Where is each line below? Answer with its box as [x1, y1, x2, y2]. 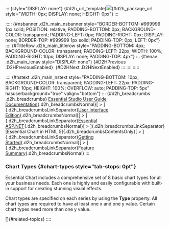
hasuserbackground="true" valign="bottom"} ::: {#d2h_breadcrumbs [5, 90, 151, 97]
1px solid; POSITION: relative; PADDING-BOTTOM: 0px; [5, 26, 121, 32]
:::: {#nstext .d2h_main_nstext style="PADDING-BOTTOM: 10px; [5, 74, 139, 80]
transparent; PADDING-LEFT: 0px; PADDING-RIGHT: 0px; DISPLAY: [23, 32, 164, 38]
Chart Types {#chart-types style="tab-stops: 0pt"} [5, 163, 136, 170]
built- [151, 180, 163, 186]
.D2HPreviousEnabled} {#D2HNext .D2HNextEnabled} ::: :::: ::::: [5, 64, 139, 70]
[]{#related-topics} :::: [5, 216, 52, 222]
